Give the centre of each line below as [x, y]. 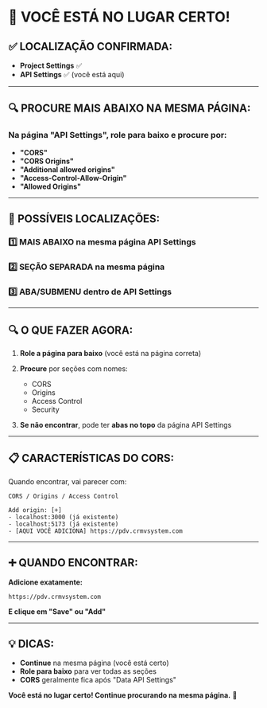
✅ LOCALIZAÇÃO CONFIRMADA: [91, 47]
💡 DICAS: [31, 644]
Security [45, 409]
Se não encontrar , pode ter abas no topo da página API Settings [126, 425]
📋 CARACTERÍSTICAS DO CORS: [91, 458]
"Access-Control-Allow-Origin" [73, 178]
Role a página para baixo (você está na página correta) [110, 354]
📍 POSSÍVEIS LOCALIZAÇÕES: [84, 219]
